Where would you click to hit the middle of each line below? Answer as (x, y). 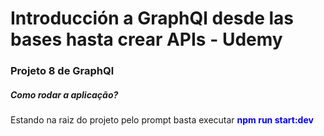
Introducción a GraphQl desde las (152, 18)
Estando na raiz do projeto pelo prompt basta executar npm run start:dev (162, 120)
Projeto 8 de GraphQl (62, 71)
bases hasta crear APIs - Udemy (146, 39)
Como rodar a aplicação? (64, 94)
